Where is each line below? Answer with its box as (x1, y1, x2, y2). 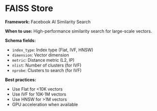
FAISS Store (5, 3, 53, 14)
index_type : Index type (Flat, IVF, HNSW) (12, 47, 93, 53)
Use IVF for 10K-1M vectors (12, 91, 67, 97)
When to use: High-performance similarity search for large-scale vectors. (5, 28, 152, 34)
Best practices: (5, 77, 36, 83)
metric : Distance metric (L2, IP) (12, 57, 75, 63)
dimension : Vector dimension (12, 52, 69, 58)
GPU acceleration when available (12, 101, 78, 107)
